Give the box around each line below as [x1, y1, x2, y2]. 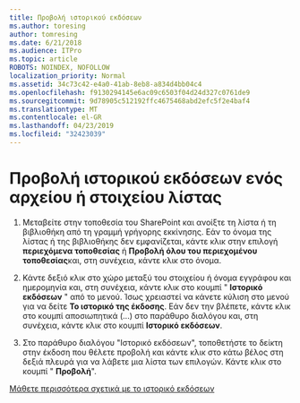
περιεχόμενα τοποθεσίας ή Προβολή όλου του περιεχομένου [21, 245, 258, 256]
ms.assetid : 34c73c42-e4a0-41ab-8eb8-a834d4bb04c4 [9, 80, 202, 89]
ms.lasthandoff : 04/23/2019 [9, 122, 115, 131]
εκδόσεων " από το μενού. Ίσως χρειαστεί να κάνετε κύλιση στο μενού [21, 291, 289, 302]
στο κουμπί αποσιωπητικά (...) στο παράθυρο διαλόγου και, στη [21, 310, 259, 321]
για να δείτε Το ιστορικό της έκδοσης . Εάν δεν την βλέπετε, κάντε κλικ [21, 301, 291, 312]
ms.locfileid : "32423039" [9, 130, 106, 139]
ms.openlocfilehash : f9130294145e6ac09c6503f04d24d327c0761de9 [9, 88, 251, 97]
